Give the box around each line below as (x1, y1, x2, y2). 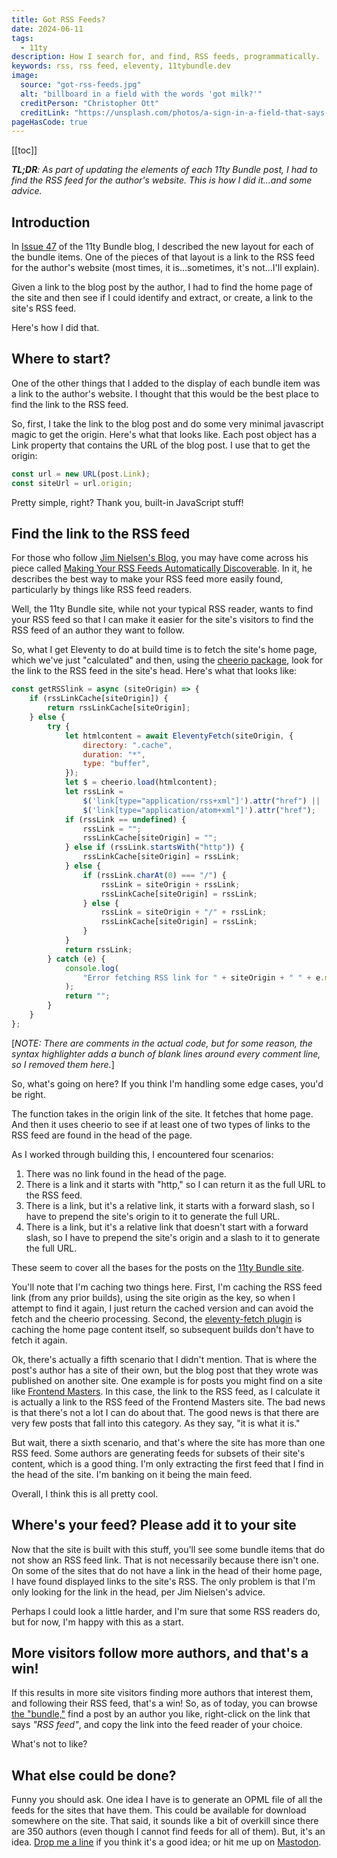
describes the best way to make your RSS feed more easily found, (11, 573, 284, 585)
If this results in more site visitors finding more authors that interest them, (11, 1687, 314, 1699)
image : (11, 71, 39, 81)
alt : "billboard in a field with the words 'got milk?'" (20, 89, 263, 99)
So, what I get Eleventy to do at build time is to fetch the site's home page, (11, 644, 318, 656)
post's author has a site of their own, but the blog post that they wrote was (11, 1364, 319, 1376)
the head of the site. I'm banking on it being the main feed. (11, 1468, 253, 1480)
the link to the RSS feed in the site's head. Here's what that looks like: (11, 665, 298, 677)
